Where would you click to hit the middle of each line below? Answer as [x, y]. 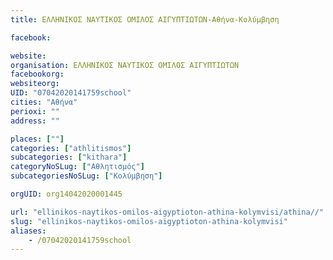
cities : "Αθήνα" [44, 102]
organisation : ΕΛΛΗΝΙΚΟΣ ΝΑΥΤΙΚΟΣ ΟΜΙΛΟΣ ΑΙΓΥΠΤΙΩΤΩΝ [125, 65]
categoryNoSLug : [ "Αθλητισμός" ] [77, 167]
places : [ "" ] [37, 139]
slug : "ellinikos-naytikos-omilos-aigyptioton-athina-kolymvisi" [149, 221]
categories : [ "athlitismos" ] [71, 148]
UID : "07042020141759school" [71, 93]
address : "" [35, 121]
